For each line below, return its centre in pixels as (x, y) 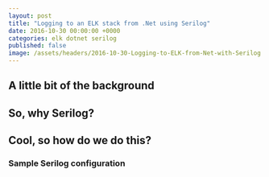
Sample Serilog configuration (67, 163)
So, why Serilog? (52, 113)
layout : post (30, 16)
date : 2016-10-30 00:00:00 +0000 (64, 31)
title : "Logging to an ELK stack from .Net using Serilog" (110, 23)
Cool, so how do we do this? (80, 140)
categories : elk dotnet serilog (62, 38)
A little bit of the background (81, 86)
